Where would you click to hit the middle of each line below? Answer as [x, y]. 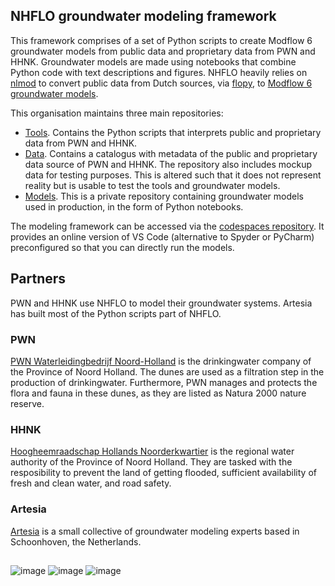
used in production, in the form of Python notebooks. [134, 206]
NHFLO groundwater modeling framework [143, 16]
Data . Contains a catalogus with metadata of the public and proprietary [171, 153]
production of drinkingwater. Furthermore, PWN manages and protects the [164, 382]
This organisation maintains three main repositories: [117, 113]
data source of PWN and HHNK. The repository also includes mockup [168, 164]
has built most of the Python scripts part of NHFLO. [116, 313]
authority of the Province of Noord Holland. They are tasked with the [151, 462]
